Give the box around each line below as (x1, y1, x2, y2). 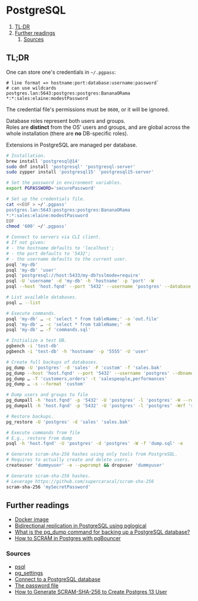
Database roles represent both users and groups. (6, 117, 126, 124)
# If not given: (6, 240, 46, 246)
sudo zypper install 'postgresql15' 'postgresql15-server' (6, 169, 154, 175)
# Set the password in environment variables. (6, 180, 123, 186)
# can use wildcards (6, 85, 57, 91)
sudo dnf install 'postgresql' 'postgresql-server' (6, 164, 136, 170)
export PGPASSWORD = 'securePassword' (6, 186, 96, 191)
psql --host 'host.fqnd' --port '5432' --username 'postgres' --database (6, 284, 192, 290)
